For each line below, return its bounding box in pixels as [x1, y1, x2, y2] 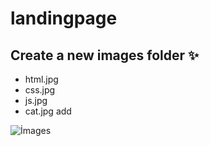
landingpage [10, 7, 118, 30]
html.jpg [24, 73, 59, 85]
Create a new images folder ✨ [10, 47, 200, 64]
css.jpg [24, 84, 56, 96]
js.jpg [24, 95, 48, 106]
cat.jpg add [24, 105, 72, 117]
